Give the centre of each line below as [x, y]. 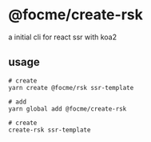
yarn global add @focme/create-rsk [68, 109]
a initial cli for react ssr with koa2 [63, 37]
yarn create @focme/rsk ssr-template [71, 87]
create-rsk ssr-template [50, 130]
